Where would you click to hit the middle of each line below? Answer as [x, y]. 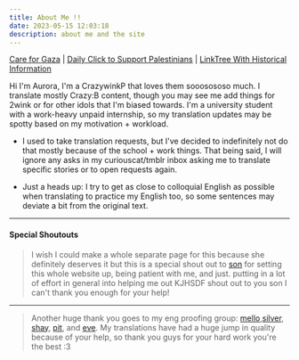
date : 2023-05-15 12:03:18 [59, 26]
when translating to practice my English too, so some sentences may [148, 196]
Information [30, 69]
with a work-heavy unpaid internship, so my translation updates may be [141, 115]
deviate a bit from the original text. [85, 206]
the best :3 [51, 346]
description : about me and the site [77, 34]
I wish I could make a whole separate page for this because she [148, 254]
